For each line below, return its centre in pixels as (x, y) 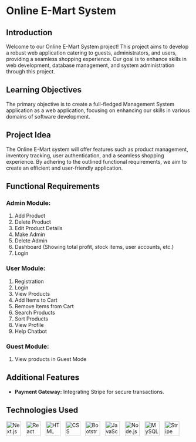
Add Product (30, 216)
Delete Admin (31, 241)
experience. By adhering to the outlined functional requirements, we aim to (97, 161)
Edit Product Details (38, 228)
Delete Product (33, 222)
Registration (29, 281)
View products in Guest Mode (50, 359)
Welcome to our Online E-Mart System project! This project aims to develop (97, 46)
